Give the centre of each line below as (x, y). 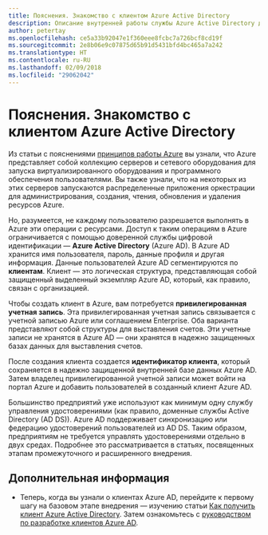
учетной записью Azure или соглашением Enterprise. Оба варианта (123, 320)
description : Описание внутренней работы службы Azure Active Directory (132, 23)
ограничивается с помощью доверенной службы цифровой (110, 237)
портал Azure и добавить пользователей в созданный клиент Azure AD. (130, 386)
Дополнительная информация (89, 478)
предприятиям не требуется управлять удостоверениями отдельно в (127, 436)
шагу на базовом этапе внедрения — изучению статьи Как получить (137, 506)
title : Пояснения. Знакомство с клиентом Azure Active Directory (119, 16)
